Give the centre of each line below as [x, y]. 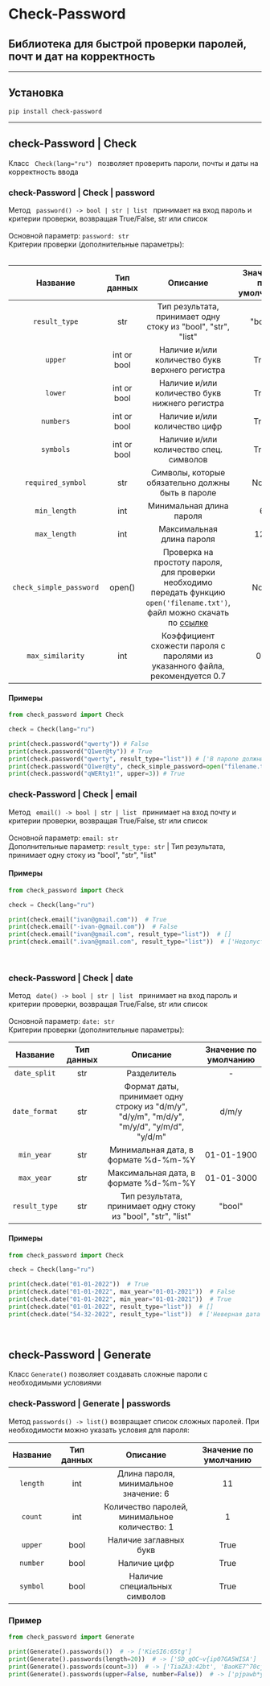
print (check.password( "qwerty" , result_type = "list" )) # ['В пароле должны [136, 759]
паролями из [188, 656]
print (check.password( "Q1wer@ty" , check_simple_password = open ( [117, 766]
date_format [35, 1112]
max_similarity [56, 656]
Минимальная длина [188, 506]
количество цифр [188, 426]
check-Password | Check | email [73, 794]
